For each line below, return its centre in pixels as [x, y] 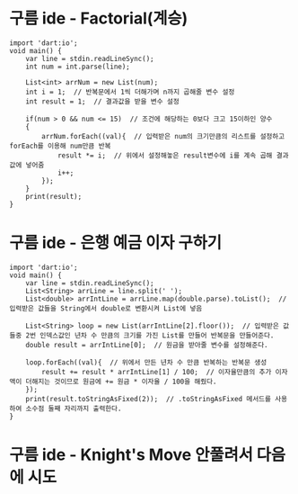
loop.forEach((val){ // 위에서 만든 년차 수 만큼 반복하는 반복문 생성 [146, 362]
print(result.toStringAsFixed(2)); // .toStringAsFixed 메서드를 [149, 399]
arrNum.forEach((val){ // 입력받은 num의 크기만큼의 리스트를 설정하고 [163, 136]
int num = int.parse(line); [78, 67]
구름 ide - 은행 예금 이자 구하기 [116, 243]
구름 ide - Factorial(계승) [99, 18]
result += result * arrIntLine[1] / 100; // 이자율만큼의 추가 [157, 372]
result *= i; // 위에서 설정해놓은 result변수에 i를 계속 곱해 [165, 155]
